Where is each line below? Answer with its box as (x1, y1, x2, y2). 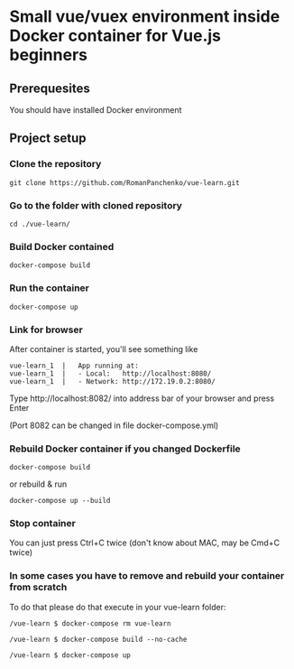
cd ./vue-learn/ (9, 219, 70, 228)
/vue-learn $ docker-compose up (9, 650, 131, 660)
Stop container (9, 517, 77, 530)
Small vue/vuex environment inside (9, 6, 280, 27)
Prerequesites (9, 80, 90, 96)
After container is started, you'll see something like (9, 343, 198, 354)
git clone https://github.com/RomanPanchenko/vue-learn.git (9, 178, 241, 187)
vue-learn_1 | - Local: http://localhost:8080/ (9, 368, 212, 378)
